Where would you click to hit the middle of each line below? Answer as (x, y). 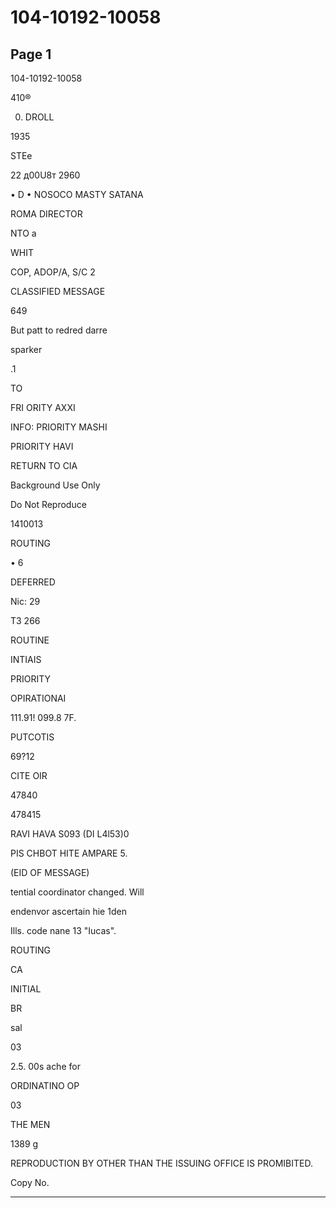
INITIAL (26, 989)
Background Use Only (55, 485)
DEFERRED (33, 582)
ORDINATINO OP (45, 1085)
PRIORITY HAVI (42, 446)
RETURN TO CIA (44, 465)
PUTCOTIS (32, 737)
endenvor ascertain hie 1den (68, 911)
